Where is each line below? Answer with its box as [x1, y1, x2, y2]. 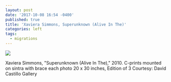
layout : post [5, 7, 33, 13]
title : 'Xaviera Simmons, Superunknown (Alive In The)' [5, 22, 127, 27]
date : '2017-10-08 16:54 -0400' [5, 12, 74, 17]
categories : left [5, 27, 42, 32]
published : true [5, 17, 40, 22]
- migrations [10, 36, 38, 42]
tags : [5, 31, 17, 36]
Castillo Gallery [5, 70, 37, 77]
